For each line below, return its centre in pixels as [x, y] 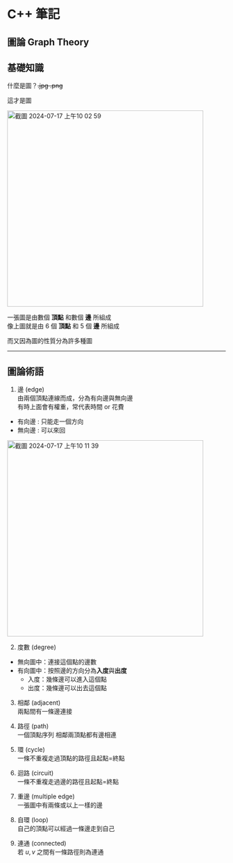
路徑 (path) [33, 726]
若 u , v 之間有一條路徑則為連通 [60, 852]
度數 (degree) [37, 647]
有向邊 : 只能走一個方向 [50, 421]
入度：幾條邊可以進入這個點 [67, 679]
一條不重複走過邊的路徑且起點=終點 [68, 782]
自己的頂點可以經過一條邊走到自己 [66, 829]
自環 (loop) [33, 820]
